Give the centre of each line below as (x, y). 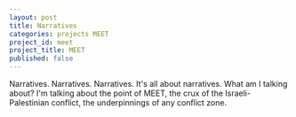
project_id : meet (41, 42)
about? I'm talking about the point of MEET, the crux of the (116, 93)
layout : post (33, 17)
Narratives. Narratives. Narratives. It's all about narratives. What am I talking (148, 84)
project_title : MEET (48, 51)
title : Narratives (43, 26)
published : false (41, 58)
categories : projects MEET (59, 34)
